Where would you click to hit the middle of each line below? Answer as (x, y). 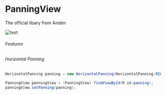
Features (14, 44)
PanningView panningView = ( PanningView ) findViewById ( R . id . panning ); (79, 83)
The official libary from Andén (35, 23)
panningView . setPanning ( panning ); (41, 88)
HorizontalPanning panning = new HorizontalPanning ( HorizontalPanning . (80, 74)
